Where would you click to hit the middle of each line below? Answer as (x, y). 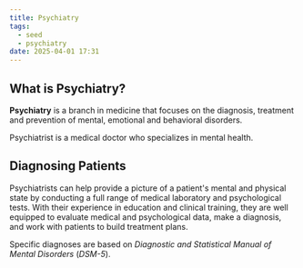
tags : (20, 26)
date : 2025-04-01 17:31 (55, 52)
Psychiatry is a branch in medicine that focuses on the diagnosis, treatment (151, 110)
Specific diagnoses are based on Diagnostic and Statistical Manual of (141, 244)
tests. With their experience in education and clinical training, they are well (149, 207)
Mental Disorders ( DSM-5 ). (60, 253)
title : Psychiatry (44, 18)
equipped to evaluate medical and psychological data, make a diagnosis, (146, 217)
